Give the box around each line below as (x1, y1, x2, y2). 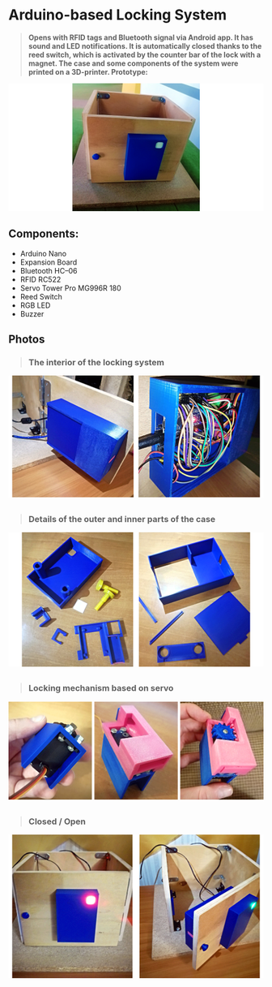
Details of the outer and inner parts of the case (28, 513, 216, 524)
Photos (8, 333, 45, 347)
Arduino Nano (19, 248, 67, 258)
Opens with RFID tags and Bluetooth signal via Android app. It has (28, 32, 253, 42)
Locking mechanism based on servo (28, 683, 174, 694)
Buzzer (19, 308, 45, 318)
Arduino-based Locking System (8, 6, 227, 24)
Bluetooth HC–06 (19, 265, 78, 275)
